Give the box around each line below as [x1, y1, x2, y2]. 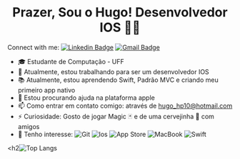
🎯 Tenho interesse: [17, 130, 74, 138]
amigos [17, 122, 40, 130]
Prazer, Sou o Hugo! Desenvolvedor [12, 4, 228, 21]
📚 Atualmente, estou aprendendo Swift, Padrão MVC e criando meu [17, 76, 219, 84]
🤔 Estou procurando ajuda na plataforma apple [17, 93, 155, 102]
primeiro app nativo [17, 86, 76, 94]
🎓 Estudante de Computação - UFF [17, 57, 125, 66]
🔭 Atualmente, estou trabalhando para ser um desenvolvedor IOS [17, 67, 209, 76]
